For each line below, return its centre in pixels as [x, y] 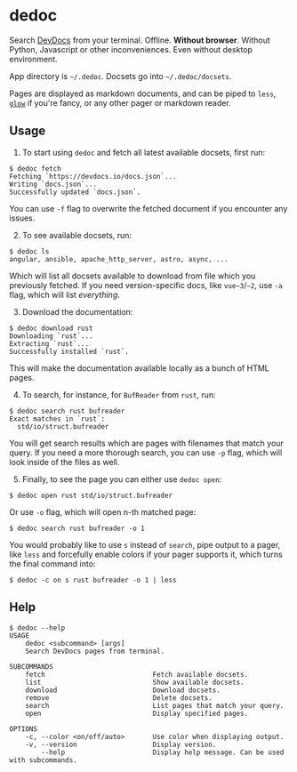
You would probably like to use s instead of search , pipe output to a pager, [145, 544]
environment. [33, 59]
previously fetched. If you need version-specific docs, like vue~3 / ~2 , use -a [146, 285]
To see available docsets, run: [76, 235]
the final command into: [52, 563]
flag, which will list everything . [64, 294]
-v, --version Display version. [121, 744]
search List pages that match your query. [155, 705]
